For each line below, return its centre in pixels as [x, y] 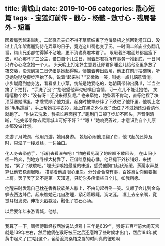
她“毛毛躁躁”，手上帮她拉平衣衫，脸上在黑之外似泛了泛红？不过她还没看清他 [82, 108]
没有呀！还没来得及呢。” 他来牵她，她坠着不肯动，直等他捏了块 [96, 95]
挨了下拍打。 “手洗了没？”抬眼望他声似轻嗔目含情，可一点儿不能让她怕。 [79, 89]
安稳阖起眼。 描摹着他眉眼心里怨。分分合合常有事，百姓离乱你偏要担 [87, 172]
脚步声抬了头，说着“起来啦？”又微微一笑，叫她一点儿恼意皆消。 [91, 77]
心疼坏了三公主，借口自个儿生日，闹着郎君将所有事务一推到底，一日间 [89, 59]
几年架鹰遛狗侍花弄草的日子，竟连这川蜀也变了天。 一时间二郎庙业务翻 [84, 46]
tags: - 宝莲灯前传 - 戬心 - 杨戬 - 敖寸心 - [74, 18]
